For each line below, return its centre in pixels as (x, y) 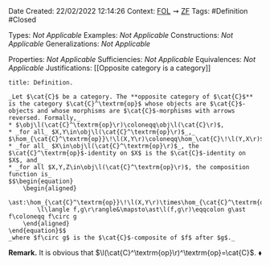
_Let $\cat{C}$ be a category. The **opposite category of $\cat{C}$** (131, 97)
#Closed (22, 19)
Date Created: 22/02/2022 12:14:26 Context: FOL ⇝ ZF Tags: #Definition (128, 11)
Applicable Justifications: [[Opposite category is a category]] (110, 68)
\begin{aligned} (50, 188)
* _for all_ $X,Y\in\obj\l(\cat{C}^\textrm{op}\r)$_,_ (102, 132)
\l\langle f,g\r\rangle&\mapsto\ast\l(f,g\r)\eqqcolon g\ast (142, 209)
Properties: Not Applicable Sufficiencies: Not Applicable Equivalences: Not (132, 59)
